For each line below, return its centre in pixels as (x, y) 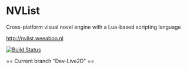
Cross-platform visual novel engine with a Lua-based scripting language (93, 27)
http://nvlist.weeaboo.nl (35, 38)
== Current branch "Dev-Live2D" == (50, 61)
